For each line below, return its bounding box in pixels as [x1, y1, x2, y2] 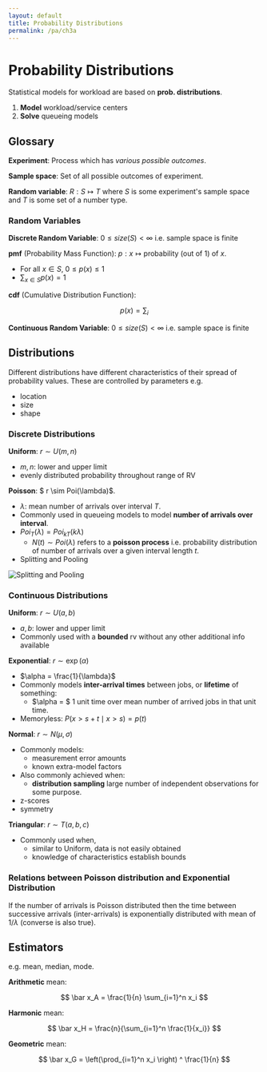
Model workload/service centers [19, 103, 128, 113]
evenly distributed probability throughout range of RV [19, 471, 196, 480]
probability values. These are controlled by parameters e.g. [8, 376, 204, 385]
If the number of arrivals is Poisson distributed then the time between [8, 900, 237, 910]
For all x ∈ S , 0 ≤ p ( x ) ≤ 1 [19, 265, 106, 274]
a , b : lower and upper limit [19, 624, 106, 633]
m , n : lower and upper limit [19, 462, 108, 472]
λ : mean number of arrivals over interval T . [19, 501, 161, 512]
